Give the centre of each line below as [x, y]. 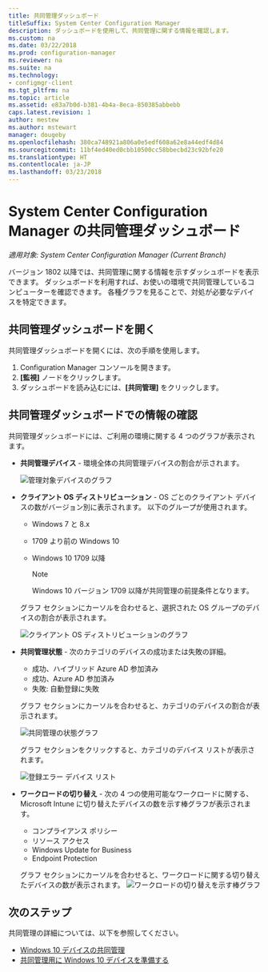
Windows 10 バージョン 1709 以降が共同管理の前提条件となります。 [142, 590]
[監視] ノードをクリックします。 [72, 377]
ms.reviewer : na [35, 61]
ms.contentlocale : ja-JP [50, 165]
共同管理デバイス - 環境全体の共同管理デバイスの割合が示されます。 [132, 463]
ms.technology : [34, 75]
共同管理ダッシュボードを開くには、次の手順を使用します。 [106, 350]
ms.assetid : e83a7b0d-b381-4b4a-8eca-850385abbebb [94, 105]
